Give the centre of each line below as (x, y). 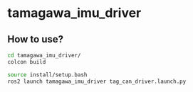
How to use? (36, 39)
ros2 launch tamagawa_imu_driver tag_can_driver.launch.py (97, 81)
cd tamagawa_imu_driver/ (44, 55)
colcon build (27, 62)
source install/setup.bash (47, 75)
